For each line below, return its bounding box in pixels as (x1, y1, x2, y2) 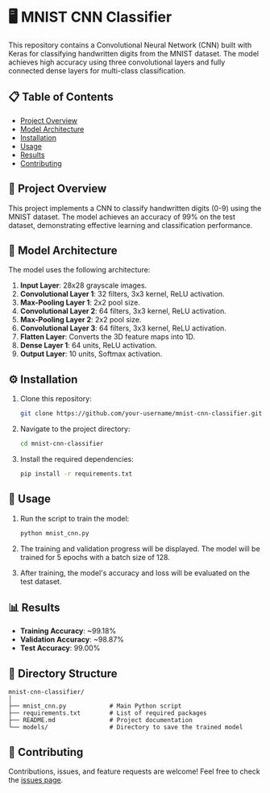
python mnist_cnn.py (19, 529, 89, 538)
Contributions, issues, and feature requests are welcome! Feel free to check (8, 766, 260, 776)
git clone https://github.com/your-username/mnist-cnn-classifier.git (19, 409, 263, 417)
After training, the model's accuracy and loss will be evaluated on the (19, 567, 250, 578)
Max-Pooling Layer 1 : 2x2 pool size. (19, 297, 141, 308)
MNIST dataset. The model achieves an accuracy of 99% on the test (8, 212, 236, 222)
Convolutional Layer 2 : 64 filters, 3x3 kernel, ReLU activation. (19, 306, 227, 316)
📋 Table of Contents (8, 90, 114, 104)
